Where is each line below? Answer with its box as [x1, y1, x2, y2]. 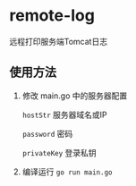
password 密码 [21, 128, 73, 139]
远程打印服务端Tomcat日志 [9, 36, 108, 46]
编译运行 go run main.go [21, 166, 113, 177]
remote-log [9, 5, 96, 26]
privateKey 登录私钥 [21, 147, 97, 157]
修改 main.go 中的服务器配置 [21, 90, 128, 101]
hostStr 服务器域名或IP [21, 109, 107, 120]
